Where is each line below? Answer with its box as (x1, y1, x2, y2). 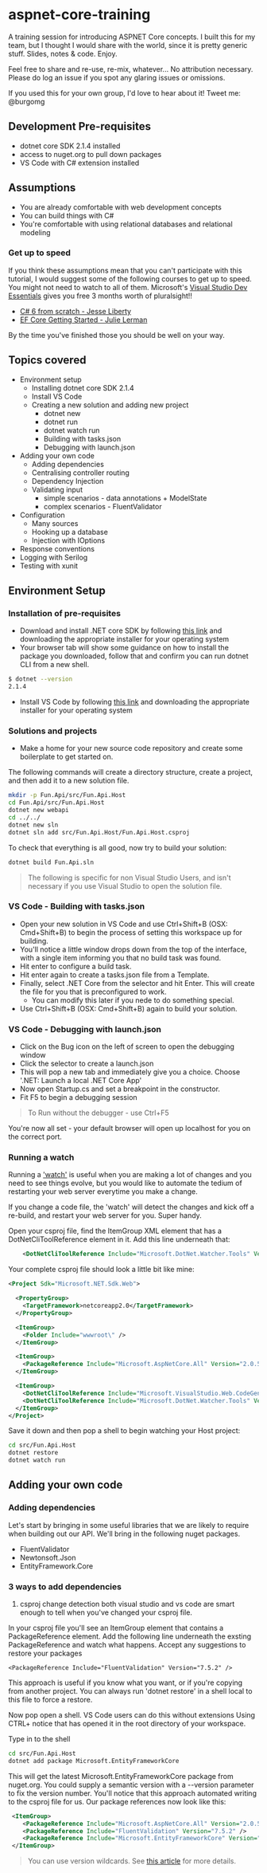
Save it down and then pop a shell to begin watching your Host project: (8, 1426, 241, 1435)
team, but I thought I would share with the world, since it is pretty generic (8, 40, 248, 49)
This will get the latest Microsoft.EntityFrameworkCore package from (8, 1771, 234, 1781)
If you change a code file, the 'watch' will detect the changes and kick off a (8, 1202, 254, 1212)
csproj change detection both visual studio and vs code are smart (19, 1600, 235, 1609)
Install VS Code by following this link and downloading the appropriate (19, 697, 250, 707)
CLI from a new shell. (19, 660, 90, 669)
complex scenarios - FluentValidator (43, 501, 162, 511)
